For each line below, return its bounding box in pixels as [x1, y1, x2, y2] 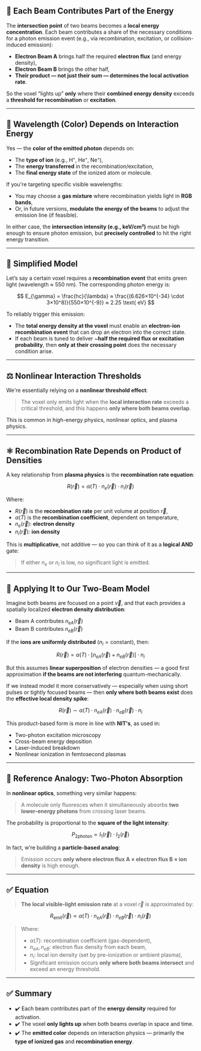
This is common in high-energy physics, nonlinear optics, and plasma [6, 417, 178, 424]
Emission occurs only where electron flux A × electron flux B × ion [20, 855, 187, 863]
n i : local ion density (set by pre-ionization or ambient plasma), [29, 951, 182, 960]
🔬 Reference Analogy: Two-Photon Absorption [6, 774, 183, 784]
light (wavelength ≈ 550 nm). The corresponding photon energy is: [6, 281, 170, 288]
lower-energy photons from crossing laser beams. [20, 807, 147, 815]
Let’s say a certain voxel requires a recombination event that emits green [6, 274, 187, 282]
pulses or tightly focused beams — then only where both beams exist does [6, 688, 193, 696]
